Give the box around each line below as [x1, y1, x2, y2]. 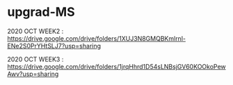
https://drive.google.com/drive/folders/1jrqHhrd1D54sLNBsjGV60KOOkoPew [7, 62, 226, 70]
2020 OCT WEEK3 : [7, 55, 64, 63]
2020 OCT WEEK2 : [7, 27, 64, 35]
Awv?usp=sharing [7, 70, 59, 78]
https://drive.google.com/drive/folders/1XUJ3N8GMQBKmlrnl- [7, 34, 186, 42]
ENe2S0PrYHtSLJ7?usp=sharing [7, 41, 102, 50]
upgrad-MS [7, 4, 75, 20]
